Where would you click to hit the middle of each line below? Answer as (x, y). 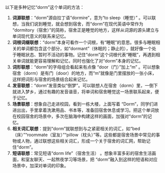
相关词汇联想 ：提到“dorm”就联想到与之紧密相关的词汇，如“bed (76, 129)
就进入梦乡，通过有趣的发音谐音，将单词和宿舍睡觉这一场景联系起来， (83, 92)
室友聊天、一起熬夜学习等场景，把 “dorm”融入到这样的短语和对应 (91, 159)
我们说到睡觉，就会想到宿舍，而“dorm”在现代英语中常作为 (84, 24)
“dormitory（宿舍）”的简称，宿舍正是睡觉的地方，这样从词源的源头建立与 (85, 30)
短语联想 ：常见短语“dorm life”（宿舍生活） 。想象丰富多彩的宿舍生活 (82, 153)
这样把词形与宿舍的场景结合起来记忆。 (51, 79)
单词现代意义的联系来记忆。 (40, 36)
